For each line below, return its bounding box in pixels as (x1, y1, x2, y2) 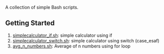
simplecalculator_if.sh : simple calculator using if (12, 32, 113, 38)
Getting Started (5, 19, 55, 27)
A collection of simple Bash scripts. (5, 5, 79, 10)
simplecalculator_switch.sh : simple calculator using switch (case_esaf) (12, 37, 160, 43)
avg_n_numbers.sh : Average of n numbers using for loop (12, 43, 131, 49)
